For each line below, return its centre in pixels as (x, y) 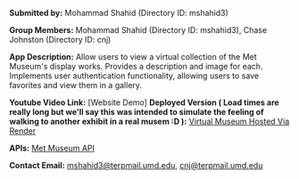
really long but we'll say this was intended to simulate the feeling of (137, 112)
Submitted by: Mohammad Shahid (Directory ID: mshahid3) (119, 13)
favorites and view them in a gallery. (76, 85)
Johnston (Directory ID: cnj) (60, 40)
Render (23, 131)
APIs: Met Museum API (52, 148)
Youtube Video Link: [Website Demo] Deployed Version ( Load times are (144, 102)
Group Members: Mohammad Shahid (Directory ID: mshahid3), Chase (138, 30)
